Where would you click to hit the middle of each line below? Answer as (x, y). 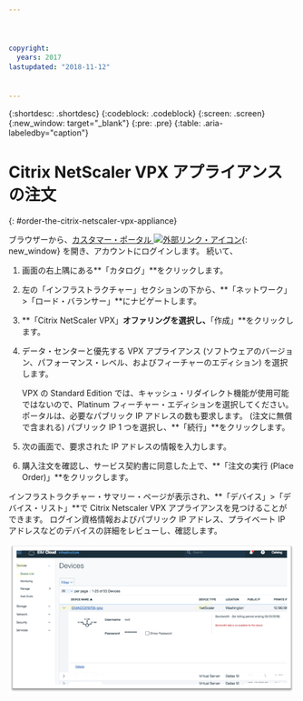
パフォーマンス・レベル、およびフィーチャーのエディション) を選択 (162, 362)
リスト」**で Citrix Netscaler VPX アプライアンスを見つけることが (163, 507)
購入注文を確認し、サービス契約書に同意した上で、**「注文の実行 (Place (157, 466)
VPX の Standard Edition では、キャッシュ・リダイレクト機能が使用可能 (155, 393)
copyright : (29, 48)
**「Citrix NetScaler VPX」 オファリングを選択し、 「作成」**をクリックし (157, 320)
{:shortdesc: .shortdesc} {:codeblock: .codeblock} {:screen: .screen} (137, 113)
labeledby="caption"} (49, 133)
